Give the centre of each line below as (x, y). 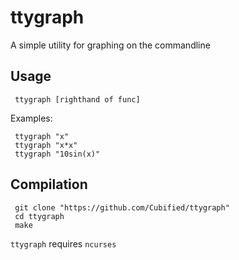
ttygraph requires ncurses (63, 243)
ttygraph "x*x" (46, 145)
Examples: (31, 118)
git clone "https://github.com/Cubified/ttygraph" (122, 207)
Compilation (49, 184)
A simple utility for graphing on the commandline (110, 45)
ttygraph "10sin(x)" (57, 154)
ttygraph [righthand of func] (77, 99)
